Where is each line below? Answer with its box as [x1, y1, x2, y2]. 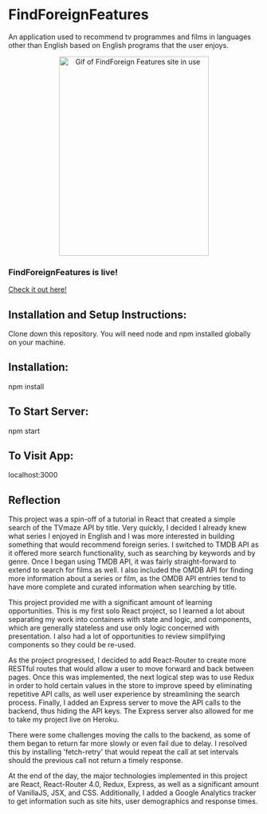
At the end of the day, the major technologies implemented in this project [8, 771, 248, 781]
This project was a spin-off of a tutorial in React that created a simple [8, 514, 236, 524]
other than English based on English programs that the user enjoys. [8, 40, 229, 49]
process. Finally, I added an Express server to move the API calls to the [8, 698, 241, 707]
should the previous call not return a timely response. [8, 756, 183, 765]
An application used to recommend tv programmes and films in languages [8, 32, 251, 41]
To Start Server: [8, 405, 89, 419]
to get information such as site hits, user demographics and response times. [8, 796, 258, 806]
